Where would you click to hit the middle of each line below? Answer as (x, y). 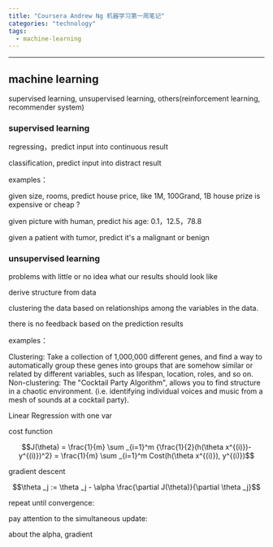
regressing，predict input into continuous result (88, 147)
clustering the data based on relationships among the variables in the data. (133, 308)
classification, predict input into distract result (85, 163)
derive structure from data (52, 292)
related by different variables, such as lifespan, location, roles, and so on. (131, 373)
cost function (30, 431)
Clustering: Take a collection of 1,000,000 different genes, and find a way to (135, 356)
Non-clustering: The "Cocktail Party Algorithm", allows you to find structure (135, 382)
